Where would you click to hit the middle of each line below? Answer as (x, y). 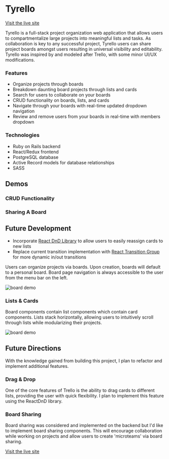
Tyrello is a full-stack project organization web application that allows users (84, 33)
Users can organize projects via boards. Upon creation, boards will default (83, 267)
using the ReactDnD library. (34, 401)
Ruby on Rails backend (37, 146)
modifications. (20, 60)
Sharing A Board (26, 212)
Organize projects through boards (48, 84)
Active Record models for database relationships (63, 162)
